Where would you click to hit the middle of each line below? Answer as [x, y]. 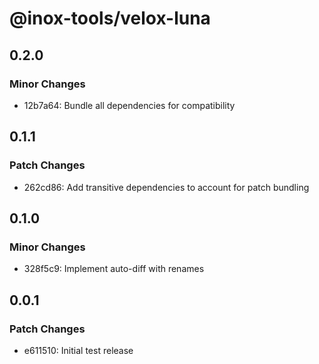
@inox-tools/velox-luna [110, 18]
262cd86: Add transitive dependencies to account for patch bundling [166, 187]
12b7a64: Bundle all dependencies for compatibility [129, 105]
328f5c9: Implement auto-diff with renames [114, 269]
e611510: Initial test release [78, 350]
